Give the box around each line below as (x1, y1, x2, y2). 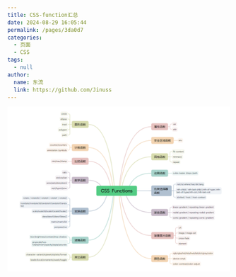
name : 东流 (13, 79, 44, 86)
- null (13, 64, 33, 71)
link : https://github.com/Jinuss (13, 86, 112, 94)
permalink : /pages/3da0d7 (7, 26, 83, 33)
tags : (7, 57, 23, 64)
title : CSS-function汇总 (7, 11, 78, 18)
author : (7, 71, 30, 78)
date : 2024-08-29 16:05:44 (7, 18, 87, 26)
